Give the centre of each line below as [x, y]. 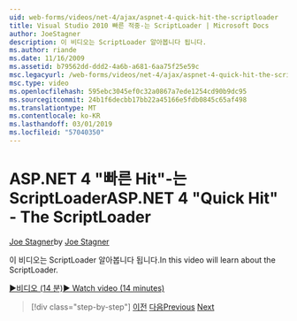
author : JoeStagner [45, 34]
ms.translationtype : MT [53, 108]
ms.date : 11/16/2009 [47, 58]
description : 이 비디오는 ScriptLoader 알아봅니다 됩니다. [108, 42]
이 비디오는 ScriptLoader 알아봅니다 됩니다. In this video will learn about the [142, 260]
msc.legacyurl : [37, 75]
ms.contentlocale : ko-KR [55, 116]
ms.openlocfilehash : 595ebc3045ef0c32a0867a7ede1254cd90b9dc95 [128, 91]
